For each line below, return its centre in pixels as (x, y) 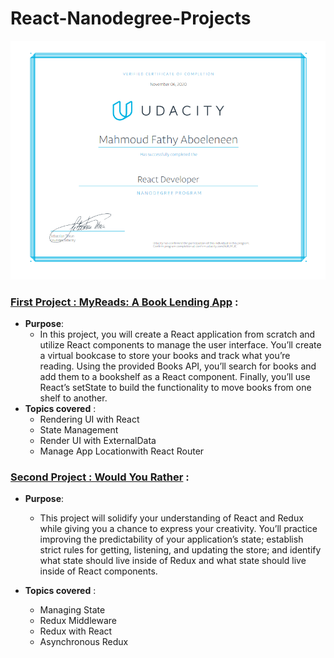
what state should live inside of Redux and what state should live (173, 561)
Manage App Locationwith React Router (122, 451)
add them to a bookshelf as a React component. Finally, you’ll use (175, 377)
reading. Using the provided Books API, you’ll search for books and (178, 366)
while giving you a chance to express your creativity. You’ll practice (178, 529)
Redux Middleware (78, 621)
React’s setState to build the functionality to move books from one (175, 388)
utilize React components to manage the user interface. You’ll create (180, 345)
